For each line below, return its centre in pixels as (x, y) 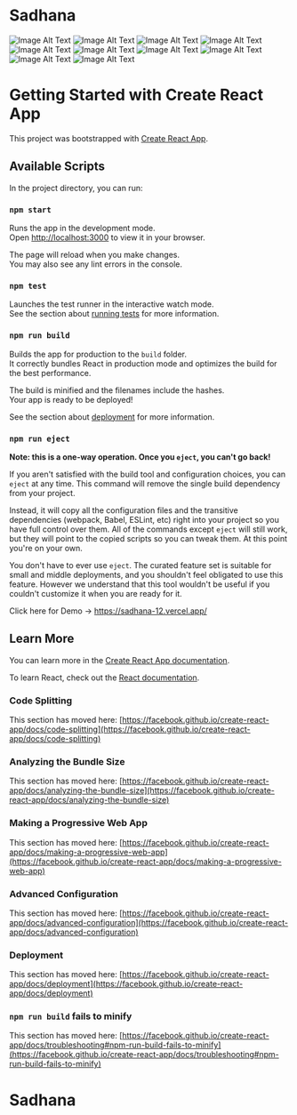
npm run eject (40, 438)
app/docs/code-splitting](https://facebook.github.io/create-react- (130, 729)
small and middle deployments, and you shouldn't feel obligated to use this (146, 574)
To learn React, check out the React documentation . (104, 678)
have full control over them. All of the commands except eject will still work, (148, 529)
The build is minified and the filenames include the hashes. (117, 390)
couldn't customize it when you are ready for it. (96, 593)
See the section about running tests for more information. (114, 314)
